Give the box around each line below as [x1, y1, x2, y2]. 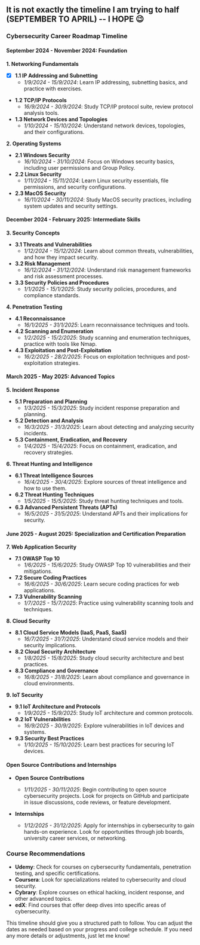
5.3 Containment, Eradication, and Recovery [14, 436, 127, 443]
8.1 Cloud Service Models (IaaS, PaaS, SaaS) [14, 629, 127, 636]
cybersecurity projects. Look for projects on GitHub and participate [23, 792, 189, 800]
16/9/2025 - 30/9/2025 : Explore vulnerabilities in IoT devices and [23, 722, 184, 729]
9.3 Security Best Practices [14, 735, 85, 742]
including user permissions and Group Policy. [23, 164, 136, 171]
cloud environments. [23, 680, 75, 687]
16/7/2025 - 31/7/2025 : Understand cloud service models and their [23, 635, 189, 642]
